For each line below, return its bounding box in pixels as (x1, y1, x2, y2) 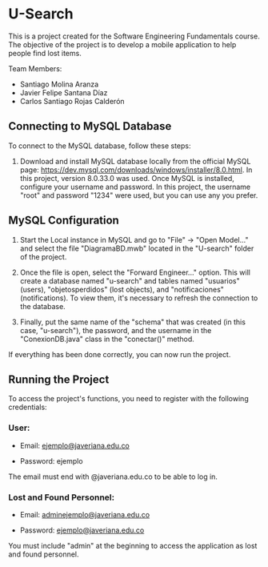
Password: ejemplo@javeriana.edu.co (19, 525, 145, 535)
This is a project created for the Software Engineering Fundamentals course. (8, 31, 260, 41)
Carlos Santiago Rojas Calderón (19, 96, 126, 106)
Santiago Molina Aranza (19, 79, 99, 89)
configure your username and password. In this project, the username (19, 182, 250, 191)
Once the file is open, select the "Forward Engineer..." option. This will (19, 267, 250, 277)
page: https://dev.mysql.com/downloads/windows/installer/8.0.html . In (19, 165, 253, 175)
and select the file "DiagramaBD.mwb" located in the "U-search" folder (19, 243, 254, 253)
